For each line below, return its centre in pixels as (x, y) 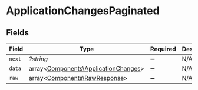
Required (163, 49)
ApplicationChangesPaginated (83, 11)
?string (38, 59)
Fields (18, 33)
